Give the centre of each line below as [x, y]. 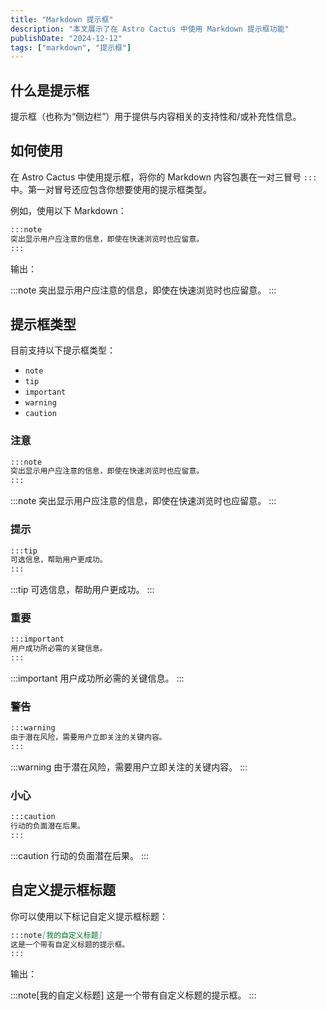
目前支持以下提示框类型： [63, 350]
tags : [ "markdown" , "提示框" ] [71, 47]
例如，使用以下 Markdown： [68, 210]
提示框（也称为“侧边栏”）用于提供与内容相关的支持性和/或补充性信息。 [156, 117]
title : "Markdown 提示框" [62, 19]
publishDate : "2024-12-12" [66, 38]
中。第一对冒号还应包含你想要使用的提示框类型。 [111, 189]
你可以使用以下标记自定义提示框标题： [89, 916]
